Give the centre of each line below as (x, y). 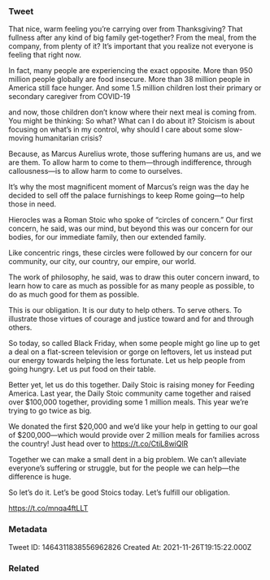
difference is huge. (40, 477)
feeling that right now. (45, 55)
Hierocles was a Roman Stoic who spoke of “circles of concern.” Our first (131, 220)
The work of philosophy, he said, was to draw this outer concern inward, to (134, 277)
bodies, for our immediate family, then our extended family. (107, 237)
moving (21, 138)
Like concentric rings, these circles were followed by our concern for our (131, 253)
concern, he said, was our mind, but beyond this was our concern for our (131, 228)
